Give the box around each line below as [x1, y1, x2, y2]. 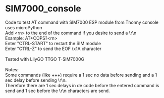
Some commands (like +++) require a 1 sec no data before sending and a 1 [5, 72, 157, 78]
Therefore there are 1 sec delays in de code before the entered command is [5, 82, 160, 88]
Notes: [5, 66, 19, 72]
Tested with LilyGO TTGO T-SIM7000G [5, 56, 85, 62]
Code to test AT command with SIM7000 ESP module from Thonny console [5, 19, 159, 25]
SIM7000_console [5, 3, 82, 14]
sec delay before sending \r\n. [5, 77, 67, 83]
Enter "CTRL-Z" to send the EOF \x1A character [5, 46, 102, 51]
